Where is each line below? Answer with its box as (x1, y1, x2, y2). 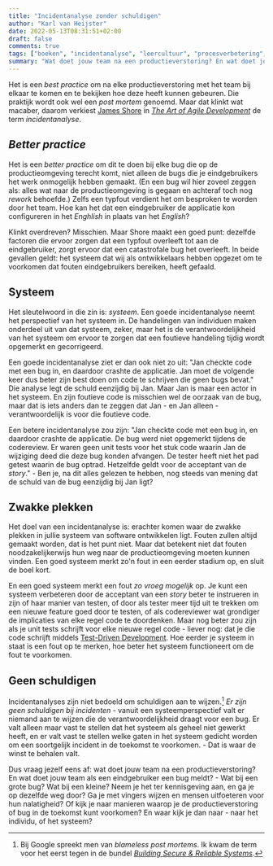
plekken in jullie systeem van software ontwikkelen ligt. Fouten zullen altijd (8, 531, 258, 540)
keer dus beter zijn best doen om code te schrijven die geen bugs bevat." (8, 374, 254, 384)
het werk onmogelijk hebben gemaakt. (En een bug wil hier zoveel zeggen (8, 177, 257, 186)
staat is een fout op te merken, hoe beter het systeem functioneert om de (8, 641, 254, 651)
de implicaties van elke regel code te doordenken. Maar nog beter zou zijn (8, 615, 258, 625)
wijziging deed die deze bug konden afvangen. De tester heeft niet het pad (8, 451, 259, 461)
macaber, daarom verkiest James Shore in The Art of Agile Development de (8, 105, 262, 115)
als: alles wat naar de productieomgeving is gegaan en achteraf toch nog (8, 185, 253, 195)
